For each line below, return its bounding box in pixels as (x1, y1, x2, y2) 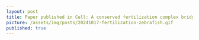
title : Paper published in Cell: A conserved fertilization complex (6, 14, 179, 20)
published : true (6, 25, 46, 31)
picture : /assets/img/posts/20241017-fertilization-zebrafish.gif (6, 19, 174, 25)
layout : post (6, 8, 38, 15)
